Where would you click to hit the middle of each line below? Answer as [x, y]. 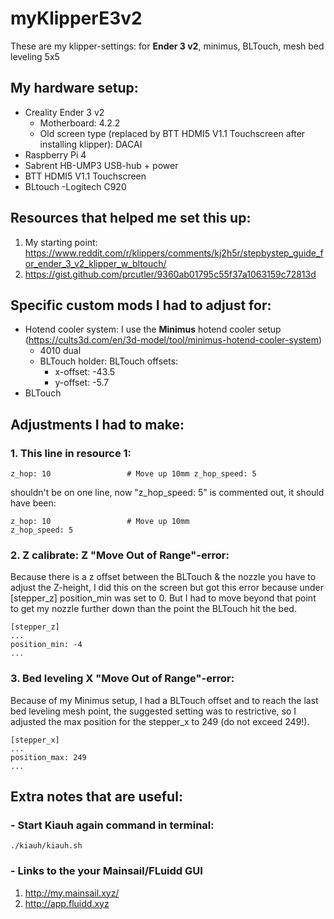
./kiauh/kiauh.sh [46, 846]
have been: [33, 503]
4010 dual [60, 351]
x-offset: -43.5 [85, 372]
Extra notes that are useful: [96, 797]
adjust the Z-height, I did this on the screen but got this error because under [167, 588]
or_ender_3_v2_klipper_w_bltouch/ [95, 263]
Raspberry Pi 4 [55, 154]
